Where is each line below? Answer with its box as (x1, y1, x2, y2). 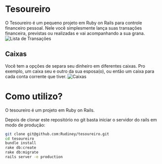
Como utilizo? (5, 90, 63, 102)
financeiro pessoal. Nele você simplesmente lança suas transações (5, 25, 142, 31)
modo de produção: (5, 122, 45, 128)
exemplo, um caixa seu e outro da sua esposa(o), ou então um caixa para (5, 68, 155, 74)
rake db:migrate (5, 150, 39, 155)
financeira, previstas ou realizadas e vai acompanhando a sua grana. (5, 30, 145, 36)
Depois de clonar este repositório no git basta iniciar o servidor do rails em (5, 117, 157, 123)
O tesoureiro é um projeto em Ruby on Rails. (5, 107, 95, 113)
